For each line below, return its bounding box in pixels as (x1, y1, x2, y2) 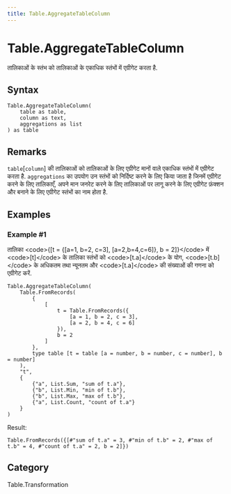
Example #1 (7, 230, 47, 239)
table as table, (19, 109, 67, 116)
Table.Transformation (7, 480, 69, 488)
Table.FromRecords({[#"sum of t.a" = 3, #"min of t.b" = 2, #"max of (7, 437, 214, 444)
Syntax (7, 84, 39, 96)
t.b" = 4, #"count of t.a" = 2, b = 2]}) (7, 442, 129, 450)
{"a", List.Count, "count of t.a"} (32, 398, 136, 405)
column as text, (19, 114, 67, 122)
